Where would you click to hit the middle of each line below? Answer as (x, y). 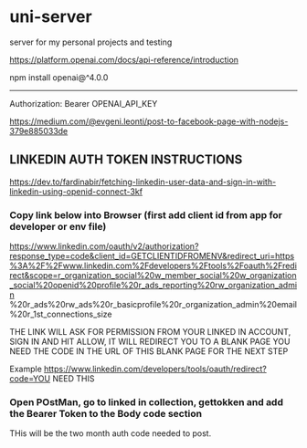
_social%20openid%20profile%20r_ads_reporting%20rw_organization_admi (153, 286)
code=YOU (30, 379)
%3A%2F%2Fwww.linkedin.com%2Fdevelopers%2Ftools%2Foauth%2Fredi (153, 266)
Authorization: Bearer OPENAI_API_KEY (84, 103)
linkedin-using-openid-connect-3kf (76, 191)
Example (26, 369)
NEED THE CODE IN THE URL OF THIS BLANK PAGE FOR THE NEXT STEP (149, 351)
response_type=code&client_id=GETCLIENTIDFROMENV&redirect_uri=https (152, 256)
